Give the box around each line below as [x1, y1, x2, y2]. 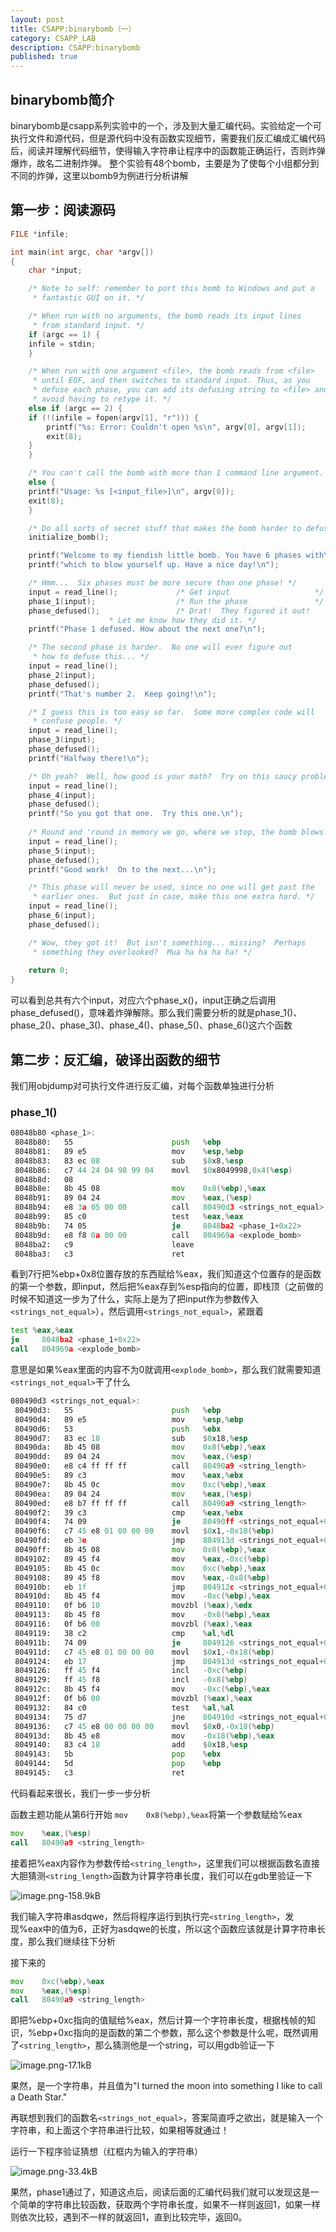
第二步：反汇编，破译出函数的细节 [10, 1051, 221, 1068]
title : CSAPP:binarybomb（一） [10, 24, 137, 34]
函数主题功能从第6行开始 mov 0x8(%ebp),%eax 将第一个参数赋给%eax [10, 1808, 303, 1820]
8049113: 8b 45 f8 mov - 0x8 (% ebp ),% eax [14, 1610, 271, 1620]
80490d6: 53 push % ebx [14, 1424, 222, 1434]
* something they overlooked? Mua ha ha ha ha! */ [32, 947, 253, 957]
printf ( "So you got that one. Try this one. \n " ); [28, 809, 244, 819]
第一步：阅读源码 [10, 202, 116, 219]
